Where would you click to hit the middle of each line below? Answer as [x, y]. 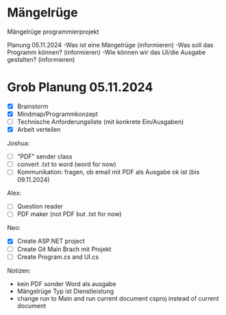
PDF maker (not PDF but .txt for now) [69, 214]
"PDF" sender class [45, 156]
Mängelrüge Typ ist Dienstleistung [65, 291]
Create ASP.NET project [51, 241]
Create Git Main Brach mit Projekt [64, 249]
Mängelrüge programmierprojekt [53, 32]
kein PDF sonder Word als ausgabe [66, 283]
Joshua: [18, 143]
